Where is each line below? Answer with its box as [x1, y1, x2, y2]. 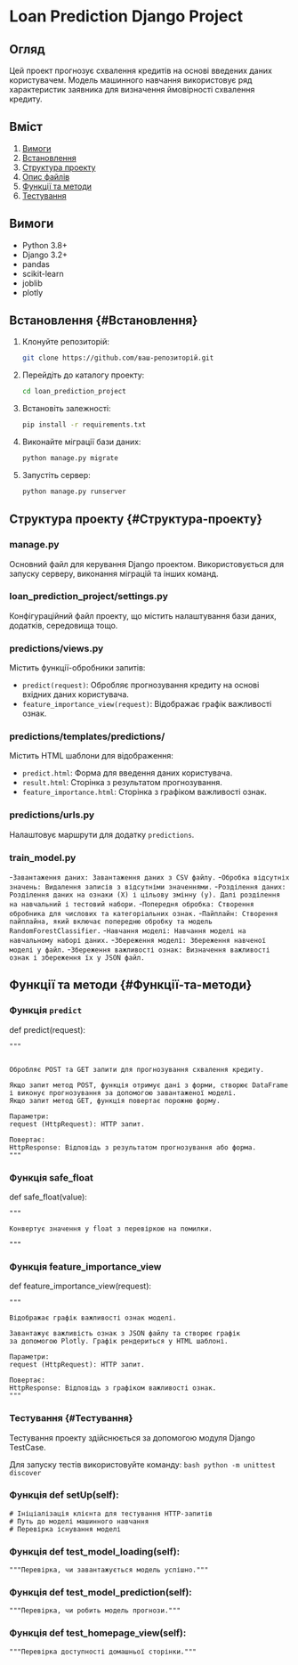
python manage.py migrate [21, 454, 118, 463]
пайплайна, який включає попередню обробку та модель [9, 917, 213, 926]
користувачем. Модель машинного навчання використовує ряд [9, 75, 253, 85]
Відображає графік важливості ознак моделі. [9, 1313, 177, 1323]
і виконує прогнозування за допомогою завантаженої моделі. [9, 1088, 238, 1097]
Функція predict [9, 1004, 83, 1017]
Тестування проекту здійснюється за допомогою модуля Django [9, 1432, 255, 1443]
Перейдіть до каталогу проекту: [21, 370, 145, 380]
